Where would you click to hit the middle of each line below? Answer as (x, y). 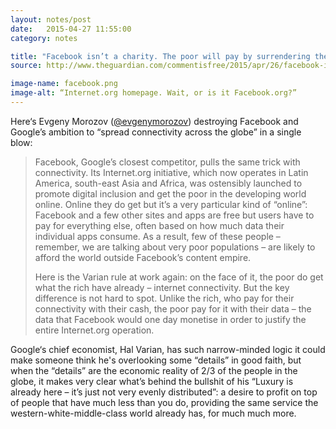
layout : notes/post (51, 19)
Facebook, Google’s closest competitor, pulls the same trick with (167, 162)
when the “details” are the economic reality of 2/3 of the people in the (154, 370)
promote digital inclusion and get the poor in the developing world (170, 193)
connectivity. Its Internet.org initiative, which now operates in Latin (171, 172)
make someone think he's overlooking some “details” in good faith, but (156, 360)
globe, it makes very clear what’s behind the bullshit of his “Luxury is (152, 381)
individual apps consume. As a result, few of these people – (157, 236)
